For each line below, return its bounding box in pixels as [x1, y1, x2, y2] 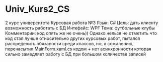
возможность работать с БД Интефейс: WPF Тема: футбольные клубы [5, 25, 155, 31]
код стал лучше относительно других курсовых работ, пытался [5, 35, 140, 41]
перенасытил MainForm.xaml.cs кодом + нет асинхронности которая [5, 46, 152, 52]
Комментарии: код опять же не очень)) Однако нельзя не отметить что [5, 30, 158, 36]
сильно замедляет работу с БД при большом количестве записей [5, 51, 146, 57]
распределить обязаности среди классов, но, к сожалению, [5, 40, 134, 46]
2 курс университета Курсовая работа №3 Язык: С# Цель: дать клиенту [5, 20, 158, 26]
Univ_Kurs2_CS [5, 3, 70, 15]
